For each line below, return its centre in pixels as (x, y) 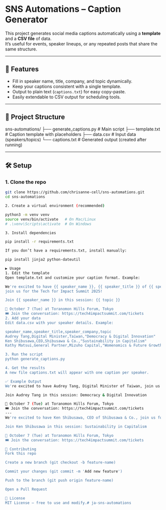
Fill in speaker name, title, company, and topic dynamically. (72, 81)
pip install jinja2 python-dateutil (43, 260)
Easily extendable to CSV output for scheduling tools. (66, 97)
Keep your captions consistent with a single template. (67, 86)
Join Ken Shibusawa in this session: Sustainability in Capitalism (76, 426)
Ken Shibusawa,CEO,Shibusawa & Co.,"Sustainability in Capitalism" (76, 341)
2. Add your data (23, 318)
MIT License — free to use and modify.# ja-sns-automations (68, 503)
